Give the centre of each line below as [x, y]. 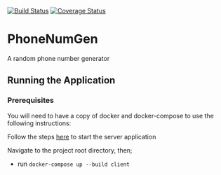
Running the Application [61, 80]
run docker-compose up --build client [73, 164]
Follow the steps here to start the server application [82, 136]
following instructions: [39, 123]
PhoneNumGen [53, 39]
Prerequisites [31, 100]
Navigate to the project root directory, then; [70, 150]
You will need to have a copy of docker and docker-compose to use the [110, 115]
